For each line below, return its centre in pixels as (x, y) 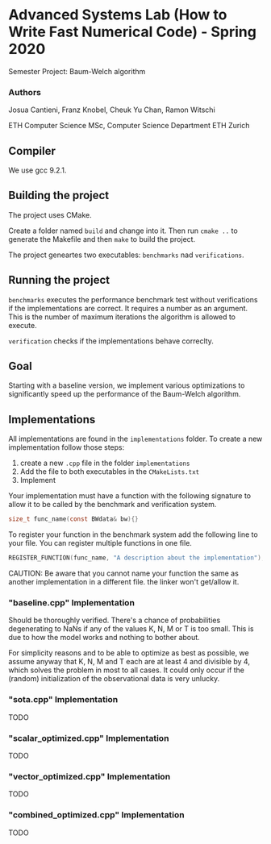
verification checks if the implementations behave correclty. (111, 341)
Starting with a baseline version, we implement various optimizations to (127, 385)
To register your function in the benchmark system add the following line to (133, 534)
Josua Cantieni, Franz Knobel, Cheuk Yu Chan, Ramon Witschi (112, 110)
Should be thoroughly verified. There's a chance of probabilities (115, 620)
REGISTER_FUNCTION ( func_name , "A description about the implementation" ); (137, 558)
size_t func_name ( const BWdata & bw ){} (73, 519)
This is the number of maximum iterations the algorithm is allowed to (122, 317)
